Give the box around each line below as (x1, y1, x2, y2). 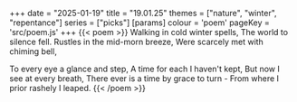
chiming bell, (9, 46, 57, 57)
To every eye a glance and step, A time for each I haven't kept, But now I (9, 63, 281, 74)
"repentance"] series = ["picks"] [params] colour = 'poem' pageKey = (9, 17, 270, 28)
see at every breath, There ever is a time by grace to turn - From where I (9, 73, 279, 84)
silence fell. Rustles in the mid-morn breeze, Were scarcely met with (9, 36, 264, 47)
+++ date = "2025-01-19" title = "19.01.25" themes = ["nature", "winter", (9, 8, 278, 18)
